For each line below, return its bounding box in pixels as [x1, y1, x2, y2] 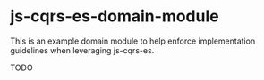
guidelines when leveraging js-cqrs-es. [10, 44, 155, 55]
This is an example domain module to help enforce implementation [10, 36, 256, 46]
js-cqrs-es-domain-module [10, 6, 219, 27]
